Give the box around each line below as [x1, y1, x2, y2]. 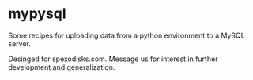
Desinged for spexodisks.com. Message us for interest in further [8, 54, 218, 64]
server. [8, 38, 32, 48]
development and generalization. [8, 62, 115, 71]
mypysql [8, 5, 66, 23]
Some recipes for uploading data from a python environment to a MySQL [8, 31, 245, 40]
